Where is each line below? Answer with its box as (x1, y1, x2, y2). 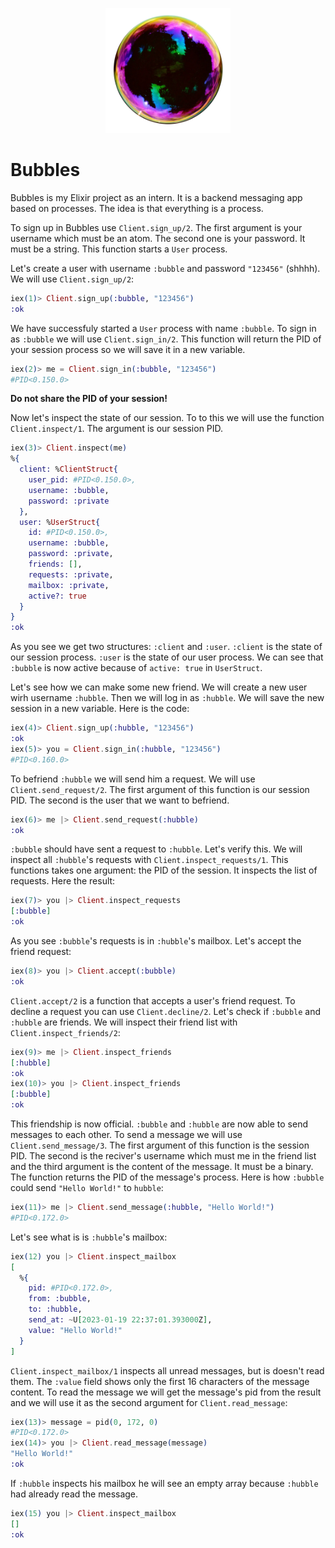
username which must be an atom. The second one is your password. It (10, 232, 306, 244)
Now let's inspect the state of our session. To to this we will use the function (10, 412, 325, 424)
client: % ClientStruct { (19, 464, 118, 475)
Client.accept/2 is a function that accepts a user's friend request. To (10, 994, 296, 1007)
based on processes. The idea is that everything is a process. (10, 202, 264, 214)
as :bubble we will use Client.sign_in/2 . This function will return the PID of (10, 333, 322, 345)
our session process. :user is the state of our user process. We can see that (10, 651, 324, 663)
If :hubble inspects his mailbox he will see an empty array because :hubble (10, 1477, 319, 1489)
